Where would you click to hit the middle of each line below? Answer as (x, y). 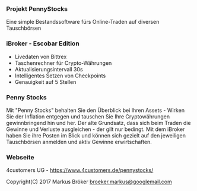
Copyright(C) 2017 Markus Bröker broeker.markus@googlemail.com (89, 182)
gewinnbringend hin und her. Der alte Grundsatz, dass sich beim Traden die (99, 123)
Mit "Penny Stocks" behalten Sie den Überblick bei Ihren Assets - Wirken (96, 110)
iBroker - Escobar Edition (43, 43)
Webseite (20, 157)
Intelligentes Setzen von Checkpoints (60, 76)
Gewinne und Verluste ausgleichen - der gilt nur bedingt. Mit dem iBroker (96, 129)
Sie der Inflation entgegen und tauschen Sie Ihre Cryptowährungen (88, 116)
